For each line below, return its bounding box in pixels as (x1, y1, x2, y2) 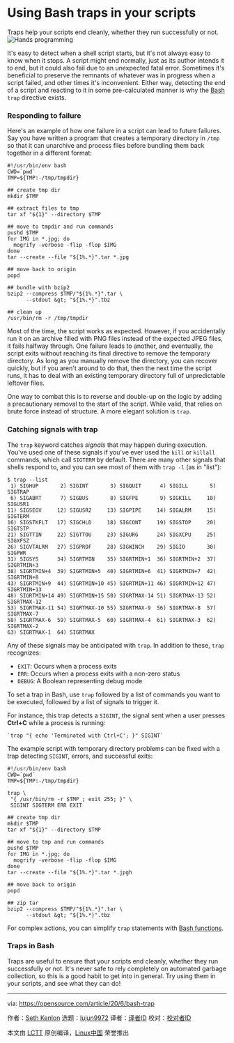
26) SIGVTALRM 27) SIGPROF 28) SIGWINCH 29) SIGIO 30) (7, 543, 217, 550)
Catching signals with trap (7, 425, 98, 434)
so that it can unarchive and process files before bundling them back (7, 142, 205, 150)
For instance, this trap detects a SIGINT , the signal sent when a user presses (7, 711, 226, 720)
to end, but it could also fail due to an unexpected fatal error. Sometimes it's (7, 63, 225, 72)
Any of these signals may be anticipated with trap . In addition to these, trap (7, 641, 225, 649)
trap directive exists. (7, 93, 67, 102)
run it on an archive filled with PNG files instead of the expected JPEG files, (7, 335, 223, 343)
